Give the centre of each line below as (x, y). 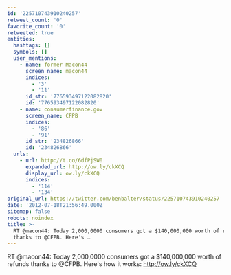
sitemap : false (29, 212)
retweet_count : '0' (35, 20)
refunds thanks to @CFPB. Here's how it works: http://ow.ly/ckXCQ (102, 264)
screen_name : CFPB (52, 115)
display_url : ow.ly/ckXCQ (62, 173)
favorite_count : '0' (37, 26)
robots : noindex (30, 218)
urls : (21, 154)
